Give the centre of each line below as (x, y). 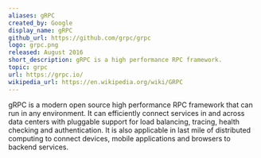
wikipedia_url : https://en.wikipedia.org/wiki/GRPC (95, 82)
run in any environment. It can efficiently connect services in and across (127, 113)
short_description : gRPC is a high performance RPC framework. (115, 60)
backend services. (39, 147)
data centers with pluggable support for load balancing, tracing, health (124, 121)
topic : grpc (28, 67)
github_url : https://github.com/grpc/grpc (80, 38)
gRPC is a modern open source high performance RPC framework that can (130, 105)
